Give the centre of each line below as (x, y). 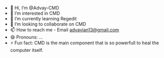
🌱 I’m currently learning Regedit (43, 19)
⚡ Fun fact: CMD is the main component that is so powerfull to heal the (85, 43)
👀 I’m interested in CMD (35, 13)
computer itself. (27, 50)
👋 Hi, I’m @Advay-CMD (35, 8)
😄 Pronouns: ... (27, 37)
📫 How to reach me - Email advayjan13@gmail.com (64, 30)
